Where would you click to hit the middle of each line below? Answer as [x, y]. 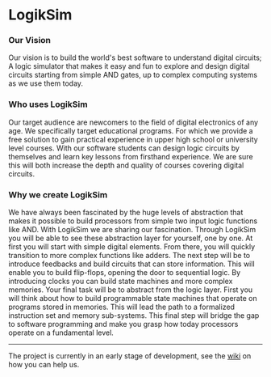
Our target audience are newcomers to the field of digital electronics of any [133, 122]
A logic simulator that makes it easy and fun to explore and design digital [129, 66]
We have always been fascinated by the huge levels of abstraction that [126, 213]
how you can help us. [44, 365]
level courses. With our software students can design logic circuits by [124, 148]
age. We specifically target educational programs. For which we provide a [131, 130]
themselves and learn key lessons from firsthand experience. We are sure [131, 156]
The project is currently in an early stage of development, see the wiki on [130, 356]
